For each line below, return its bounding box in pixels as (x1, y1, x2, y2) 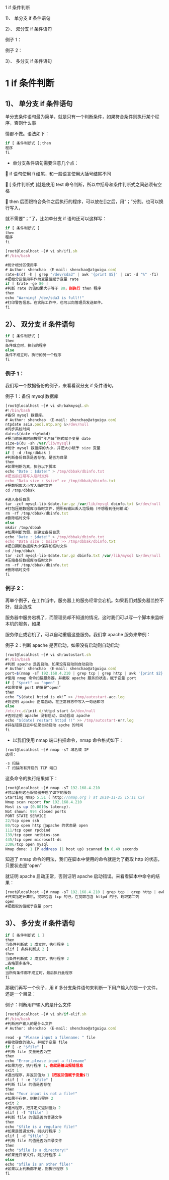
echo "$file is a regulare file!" (5, 1124, 78, 1130)
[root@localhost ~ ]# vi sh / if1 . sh (5, 249, 78, 254)
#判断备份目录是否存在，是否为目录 (5, 455, 68, 460)
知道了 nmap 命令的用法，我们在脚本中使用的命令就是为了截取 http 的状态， (5, 856, 162, 862)
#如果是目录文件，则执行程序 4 (5, 1152, 61, 1157)
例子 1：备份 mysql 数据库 (5, 393, 59, 399)
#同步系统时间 (5, 427, 30, 432)
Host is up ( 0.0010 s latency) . (5, 804, 71, 809)
